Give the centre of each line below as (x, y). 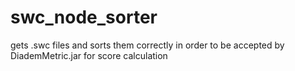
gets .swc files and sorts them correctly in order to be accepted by (147, 45)
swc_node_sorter (84, 17)
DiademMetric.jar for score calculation (89, 55)
